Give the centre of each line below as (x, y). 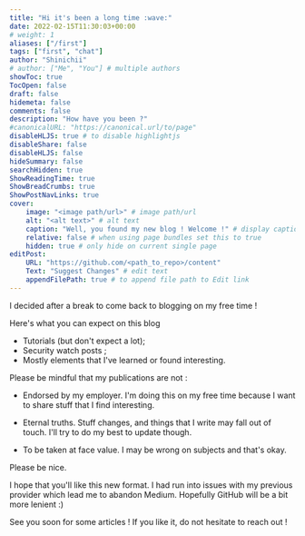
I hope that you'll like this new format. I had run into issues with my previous (151, 485)
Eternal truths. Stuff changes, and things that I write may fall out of (147, 422)
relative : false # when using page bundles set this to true (143, 237)
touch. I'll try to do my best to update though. (107, 432)
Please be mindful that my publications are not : (98, 377)
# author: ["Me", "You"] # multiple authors (95, 69)
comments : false (40, 111)
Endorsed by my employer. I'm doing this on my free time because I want (159, 395)
